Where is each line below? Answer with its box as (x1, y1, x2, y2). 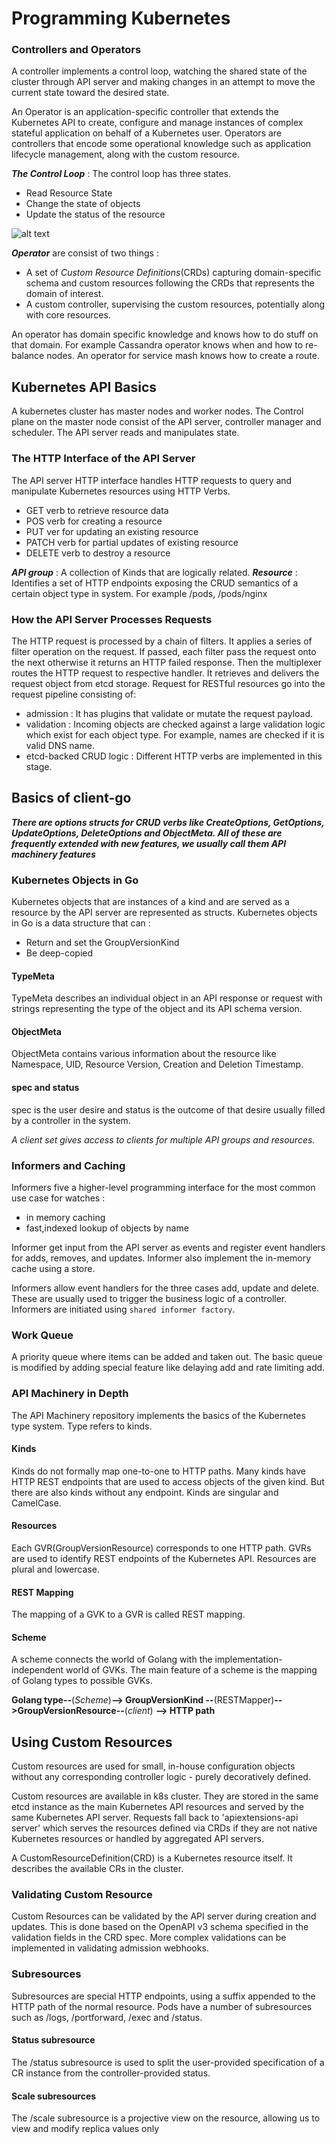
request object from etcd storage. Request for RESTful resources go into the (11, 677, 326, 689)
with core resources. (25, 309, 111, 321)
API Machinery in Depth (11, 1387, 129, 1401)
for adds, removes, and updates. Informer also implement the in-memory (11, 1252, 312, 1264)
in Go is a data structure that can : (11, 917, 151, 929)
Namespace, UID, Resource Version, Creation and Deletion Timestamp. (11, 1058, 304, 1071)
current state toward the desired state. (11, 87, 170, 99)
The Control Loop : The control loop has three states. (11, 168, 232, 180)
